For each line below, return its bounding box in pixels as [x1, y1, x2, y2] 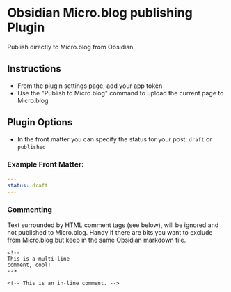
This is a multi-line [7, 255, 70, 262]
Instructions [7, 63, 61, 75]
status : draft [7, 182, 49, 189]
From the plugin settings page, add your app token [17, 82, 163, 90]
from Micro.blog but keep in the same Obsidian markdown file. [7, 236, 186, 244]
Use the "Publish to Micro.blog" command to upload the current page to [17, 89, 224, 97]
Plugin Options [7, 116, 73, 128]
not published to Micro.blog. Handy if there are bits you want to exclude [7, 228, 213, 236]
